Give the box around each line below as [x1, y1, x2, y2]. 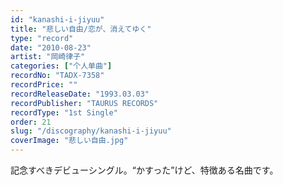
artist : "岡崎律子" [10, 52, 86, 62]
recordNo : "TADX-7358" [10, 71, 105, 81]
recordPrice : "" [10, 80, 78, 90]
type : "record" [10, 33, 74, 43]
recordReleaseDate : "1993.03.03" [10, 89, 150, 99]
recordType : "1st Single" [10, 107, 118, 118]
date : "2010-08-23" [10, 42, 92, 53]
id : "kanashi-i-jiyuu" [10, 14, 105, 25]
